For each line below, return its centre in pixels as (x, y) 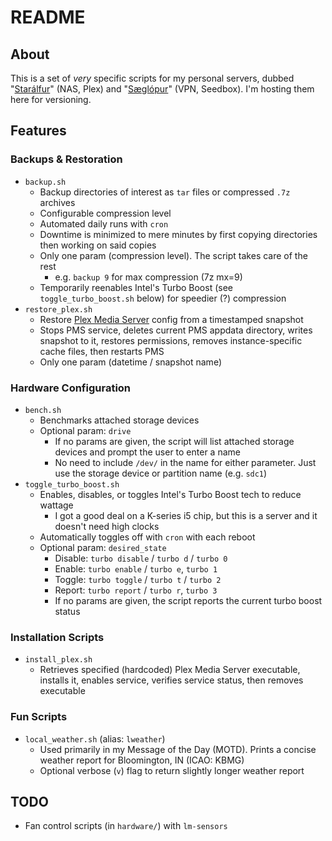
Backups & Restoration (66, 159)
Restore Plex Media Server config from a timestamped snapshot (171, 319)
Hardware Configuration (71, 388)
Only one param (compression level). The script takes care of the (173, 255)
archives (57, 202)
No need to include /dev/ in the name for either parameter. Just (185, 462)
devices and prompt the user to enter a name (147, 452)
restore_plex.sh (58, 309)
